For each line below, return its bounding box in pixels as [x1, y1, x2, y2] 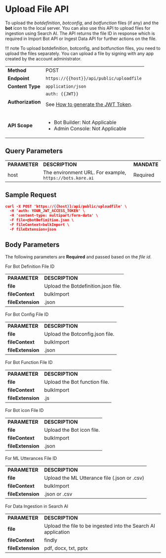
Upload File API [5, 3, 69, 15]
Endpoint [7, 75, 30, 82]
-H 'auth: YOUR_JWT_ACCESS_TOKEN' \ [9, 208, 85, 213]
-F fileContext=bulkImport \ [9, 222, 70, 227]
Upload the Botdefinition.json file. [44, 282, 122, 289]
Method [7, 67, 27, 74]
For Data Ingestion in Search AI [5, 503, 68, 509]
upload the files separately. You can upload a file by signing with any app [5, 51, 154, 56]
